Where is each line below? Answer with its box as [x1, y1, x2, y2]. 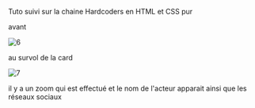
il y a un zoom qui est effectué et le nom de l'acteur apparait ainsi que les [8, 83, 247, 93]
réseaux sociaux [8, 92, 62, 102]
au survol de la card [8, 53, 74, 62]
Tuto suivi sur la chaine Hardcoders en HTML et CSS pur [8, 7, 193, 16]
